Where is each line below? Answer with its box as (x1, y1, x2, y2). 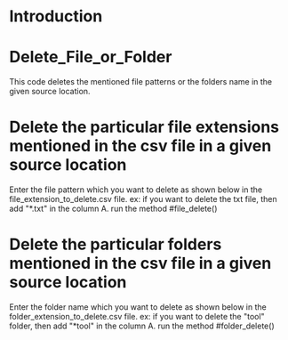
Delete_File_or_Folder (9, 47, 172, 68)
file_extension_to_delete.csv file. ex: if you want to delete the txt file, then (9, 194, 277, 205)
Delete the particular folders (9, 234, 222, 255)
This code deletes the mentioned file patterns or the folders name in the (9, 77, 273, 87)
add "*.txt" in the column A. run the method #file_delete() (9, 203, 218, 215)
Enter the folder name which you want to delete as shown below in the (9, 302, 267, 312)
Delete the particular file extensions (9, 117, 280, 137)
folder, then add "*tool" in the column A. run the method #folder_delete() (9, 320, 275, 331)
